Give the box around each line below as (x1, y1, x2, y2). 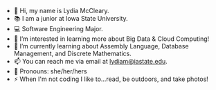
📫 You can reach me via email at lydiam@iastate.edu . (13, 57, 168, 65)
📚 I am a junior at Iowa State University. (13, 15, 128, 22)
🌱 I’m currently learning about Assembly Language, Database (13, 42, 189, 50)
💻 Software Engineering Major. (13, 25, 103, 33)
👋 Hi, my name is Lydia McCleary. (13, 7, 109, 15)
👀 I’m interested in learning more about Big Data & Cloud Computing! (13, 35, 210, 43)
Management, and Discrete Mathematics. (13, 49, 132, 57)
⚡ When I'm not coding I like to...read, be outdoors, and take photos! (13, 75, 209, 83)
